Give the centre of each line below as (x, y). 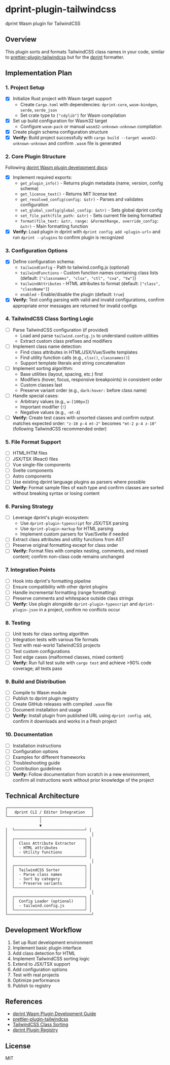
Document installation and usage (47, 710)
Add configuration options (40, 969)
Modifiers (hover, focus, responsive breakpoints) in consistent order (91, 379)
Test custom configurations (41, 651)
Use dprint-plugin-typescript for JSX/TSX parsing (74, 523)
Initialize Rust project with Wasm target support (62, 99)
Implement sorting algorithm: (43, 368)
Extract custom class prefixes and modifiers (66, 341)
